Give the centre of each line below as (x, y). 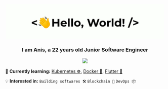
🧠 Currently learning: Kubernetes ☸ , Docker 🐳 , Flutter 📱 (64, 71)
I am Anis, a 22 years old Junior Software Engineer (85, 50)
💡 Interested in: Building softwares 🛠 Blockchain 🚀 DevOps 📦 (71, 81)
